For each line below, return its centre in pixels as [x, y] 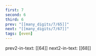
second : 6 [16, 15]
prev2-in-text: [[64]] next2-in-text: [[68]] [48, 48]
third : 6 [14, 19]
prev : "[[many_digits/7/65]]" [37, 24]
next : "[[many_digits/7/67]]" [37, 29]
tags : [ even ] [19, 34]
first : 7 [14, 10]
